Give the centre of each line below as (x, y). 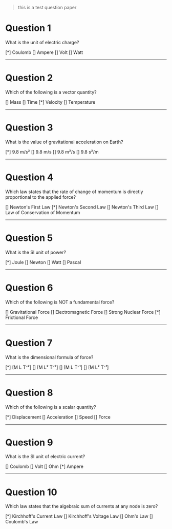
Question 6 (29, 288)
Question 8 (29, 393)
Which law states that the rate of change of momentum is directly (74, 192)
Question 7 (29, 343)
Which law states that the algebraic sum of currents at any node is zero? (82, 506)
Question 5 (29, 238)
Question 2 (29, 78)
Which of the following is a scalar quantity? (51, 407)
